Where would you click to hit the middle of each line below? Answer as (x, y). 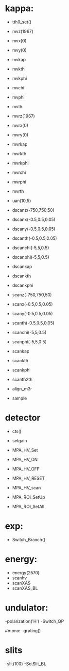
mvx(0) (19, 41)
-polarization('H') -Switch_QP (34, 621)
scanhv (19, 578)
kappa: (19, 8)
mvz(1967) (23, 31)
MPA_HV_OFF (26, 469)
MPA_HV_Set (25, 450)
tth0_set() (22, 22)
